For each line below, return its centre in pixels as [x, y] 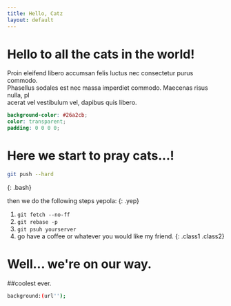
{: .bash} [20, 187]
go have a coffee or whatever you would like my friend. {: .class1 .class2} [121, 236]
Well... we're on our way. [79, 264]
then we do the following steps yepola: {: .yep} [73, 200]
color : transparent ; [37, 122]
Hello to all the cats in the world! [101, 54]
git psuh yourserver [47, 229]
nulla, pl [18, 95]
